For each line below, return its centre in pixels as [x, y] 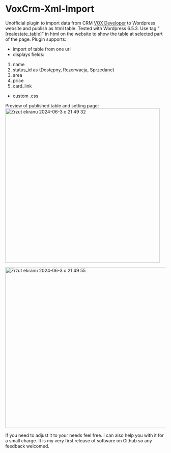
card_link [22, 86]
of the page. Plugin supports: [36, 39]
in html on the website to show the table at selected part [104, 34]
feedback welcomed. [27, 446]
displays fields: [28, 54]
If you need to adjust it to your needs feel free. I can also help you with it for [84, 435]
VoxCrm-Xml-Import [50, 9]
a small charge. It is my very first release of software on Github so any [79, 440]
